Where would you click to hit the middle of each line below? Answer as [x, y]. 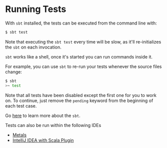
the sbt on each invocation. [33, 47]
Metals [19, 135]
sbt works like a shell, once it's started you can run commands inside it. [79, 56]
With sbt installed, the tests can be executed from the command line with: [81, 23]
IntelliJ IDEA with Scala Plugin [43, 140]
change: [14, 71]
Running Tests [36, 9]
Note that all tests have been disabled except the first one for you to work [81, 95]
